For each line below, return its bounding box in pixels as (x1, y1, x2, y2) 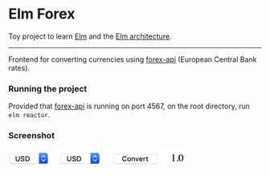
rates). (8, 63, 31, 72)
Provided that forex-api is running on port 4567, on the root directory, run (8, 101, 251, 111)
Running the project (8, 83, 88, 94)
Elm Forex (8, 5, 76, 23)
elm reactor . (8, 110, 51, 120)
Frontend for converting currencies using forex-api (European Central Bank (8, 54, 257, 64)
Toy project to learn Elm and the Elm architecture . (8, 31, 172, 41)
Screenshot (8, 130, 55, 141)
